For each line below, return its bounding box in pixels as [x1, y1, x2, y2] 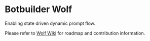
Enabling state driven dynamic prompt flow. [5, 20, 96, 26]
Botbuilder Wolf [5, 4, 72, 15]
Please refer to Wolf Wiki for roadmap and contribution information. [5, 30, 145, 36]
